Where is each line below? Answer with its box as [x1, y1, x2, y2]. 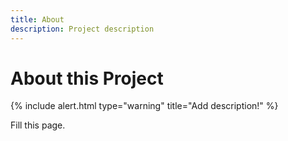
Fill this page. [10, 119, 66, 131]
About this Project [10, 67, 164, 90]
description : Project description [10, 24, 155, 34]
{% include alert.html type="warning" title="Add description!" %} [10, 100, 279, 112]
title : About [10, 14, 65, 25]
